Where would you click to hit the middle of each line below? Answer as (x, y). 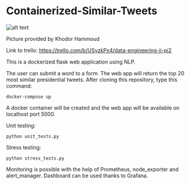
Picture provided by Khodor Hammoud (53, 39)
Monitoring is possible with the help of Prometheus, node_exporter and (92, 169)
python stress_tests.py (35, 158)
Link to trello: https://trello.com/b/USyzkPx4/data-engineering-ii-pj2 (89, 50)
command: (19, 86)
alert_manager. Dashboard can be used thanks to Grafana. (77, 176)
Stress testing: (24, 147)
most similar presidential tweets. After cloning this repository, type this (92, 79)
